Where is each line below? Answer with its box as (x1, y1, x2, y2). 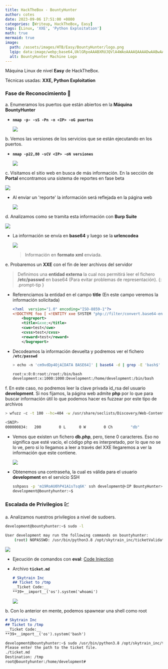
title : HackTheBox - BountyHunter (5, 7, 77, 13)
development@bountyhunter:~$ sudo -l (5, 523, 84, 528)
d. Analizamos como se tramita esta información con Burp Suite (5, 213, 137, 219)
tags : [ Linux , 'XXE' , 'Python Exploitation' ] (5, 26, 101, 31)
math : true (5, 31, 28, 36)
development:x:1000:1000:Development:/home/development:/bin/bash (12, 376, 154, 381)
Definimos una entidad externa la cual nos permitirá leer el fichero (17, 271, 155, 277)
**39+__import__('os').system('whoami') (12, 589, 98, 595)
